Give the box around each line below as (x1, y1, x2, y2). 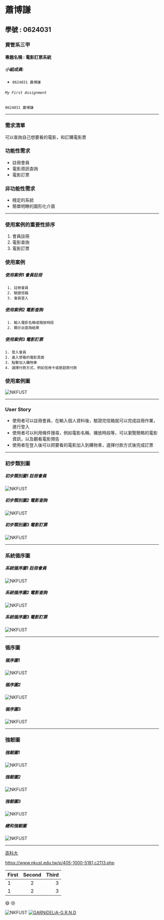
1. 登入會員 (5, 350, 27, 355)
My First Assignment (5, 90, 47, 95)
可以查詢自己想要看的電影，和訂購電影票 (5, 134, 86, 140)
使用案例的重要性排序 (5, 221, 55, 228)
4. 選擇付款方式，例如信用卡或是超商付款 (5, 365, 77, 370)
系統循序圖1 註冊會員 (5, 565, 47, 571)
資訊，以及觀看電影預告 (12, 436, 60, 442)
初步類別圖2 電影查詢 (5, 497, 48, 503)
